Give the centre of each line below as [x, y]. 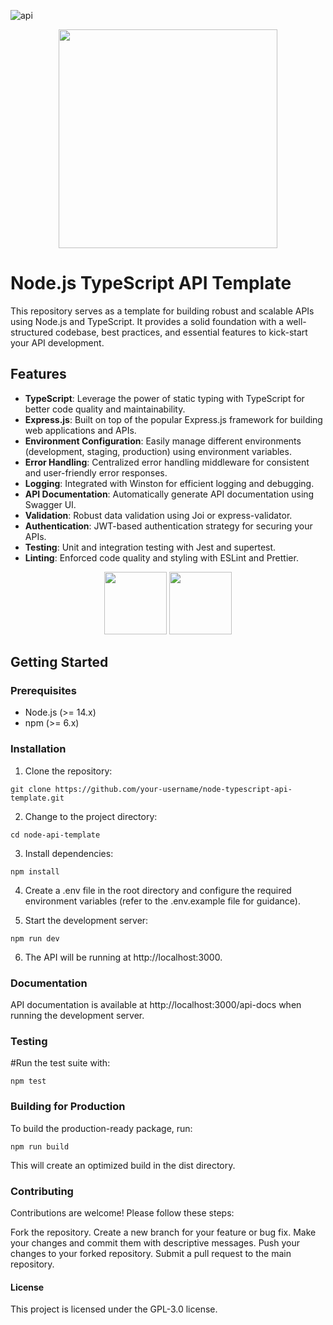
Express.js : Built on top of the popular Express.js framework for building [173, 419]
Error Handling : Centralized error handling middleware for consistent [167, 462]
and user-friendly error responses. [96, 472]
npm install [35, 871]
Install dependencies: [69, 853]
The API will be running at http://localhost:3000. [123, 957]
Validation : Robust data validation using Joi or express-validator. [158, 515]
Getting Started [59, 662]
